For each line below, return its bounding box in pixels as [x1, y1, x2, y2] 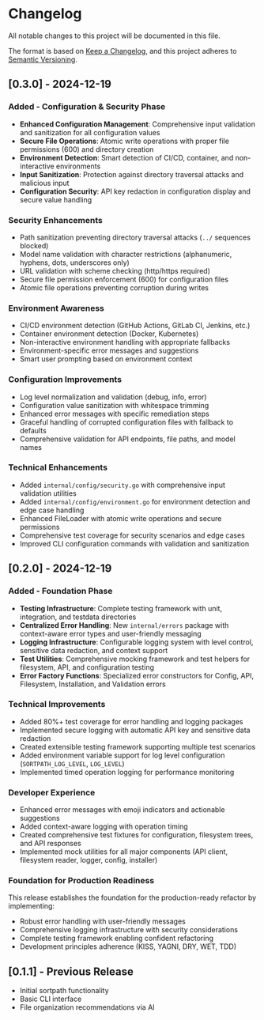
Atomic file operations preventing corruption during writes [19, 282, 209, 293]
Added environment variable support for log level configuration [19, 750, 225, 760]
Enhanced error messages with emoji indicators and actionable [19, 805, 225, 814]
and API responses [19, 839, 81, 848]
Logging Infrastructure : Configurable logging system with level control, [19, 637, 254, 647]
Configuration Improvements [8, 374, 123, 385]
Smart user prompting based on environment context [19, 354, 193, 364]
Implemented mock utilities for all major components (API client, [19, 847, 228, 856]
